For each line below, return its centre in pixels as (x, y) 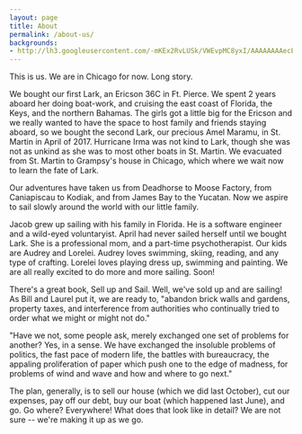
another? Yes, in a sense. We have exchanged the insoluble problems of (142, 345)
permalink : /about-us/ (52, 34)
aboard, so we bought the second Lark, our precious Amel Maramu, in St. (145, 132)
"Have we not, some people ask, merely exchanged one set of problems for (149, 336)
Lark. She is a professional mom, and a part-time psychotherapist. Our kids (148, 244)
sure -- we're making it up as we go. (76, 420)
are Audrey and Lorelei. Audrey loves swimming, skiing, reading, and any (144, 253)
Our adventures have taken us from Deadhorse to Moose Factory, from (141, 188)
